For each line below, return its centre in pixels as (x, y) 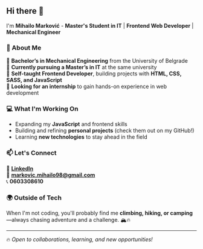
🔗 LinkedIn (20, 168)
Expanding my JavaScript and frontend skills (71, 124)
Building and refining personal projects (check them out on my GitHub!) (105, 131)
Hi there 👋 (25, 11)
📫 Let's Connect (31, 153)
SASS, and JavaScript (34, 80)
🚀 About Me (24, 48)
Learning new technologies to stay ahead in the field (81, 137)
